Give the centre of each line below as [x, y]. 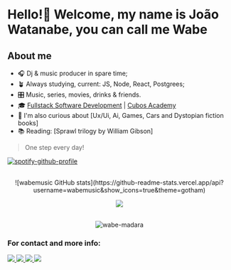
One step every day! [54, 147]
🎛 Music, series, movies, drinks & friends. [79, 94]
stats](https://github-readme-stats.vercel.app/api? [150, 183]
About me [29, 56]
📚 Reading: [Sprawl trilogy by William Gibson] [85, 131]
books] [28, 123]
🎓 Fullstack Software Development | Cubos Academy [97, 105]
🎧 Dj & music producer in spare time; [72, 73]
